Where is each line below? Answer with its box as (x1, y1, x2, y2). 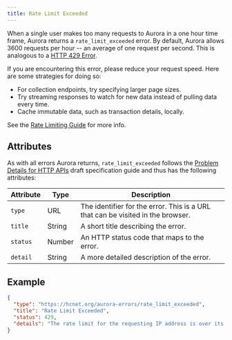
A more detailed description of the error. (80, 253, 211, 263)
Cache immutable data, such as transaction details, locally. (17, 107, 185, 115)
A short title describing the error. (80, 222, 186, 232)
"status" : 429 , (13, 314, 57, 321)
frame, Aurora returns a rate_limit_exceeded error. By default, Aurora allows (7, 36, 224, 45)
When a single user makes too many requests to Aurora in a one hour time (7, 29, 218, 37)
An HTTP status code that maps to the (80, 233, 204, 243)
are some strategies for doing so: (7, 72, 101, 80)
